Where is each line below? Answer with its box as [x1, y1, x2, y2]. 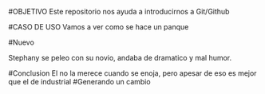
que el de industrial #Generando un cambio [8, 77, 151, 86]
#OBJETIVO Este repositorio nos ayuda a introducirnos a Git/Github [8, 7, 230, 16]
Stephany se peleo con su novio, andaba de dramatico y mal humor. [8, 53, 232, 62]
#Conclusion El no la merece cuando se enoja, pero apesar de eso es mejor [8, 69, 257, 78]
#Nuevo [8, 37, 34, 47]
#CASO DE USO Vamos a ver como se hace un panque [8, 22, 189, 31]
